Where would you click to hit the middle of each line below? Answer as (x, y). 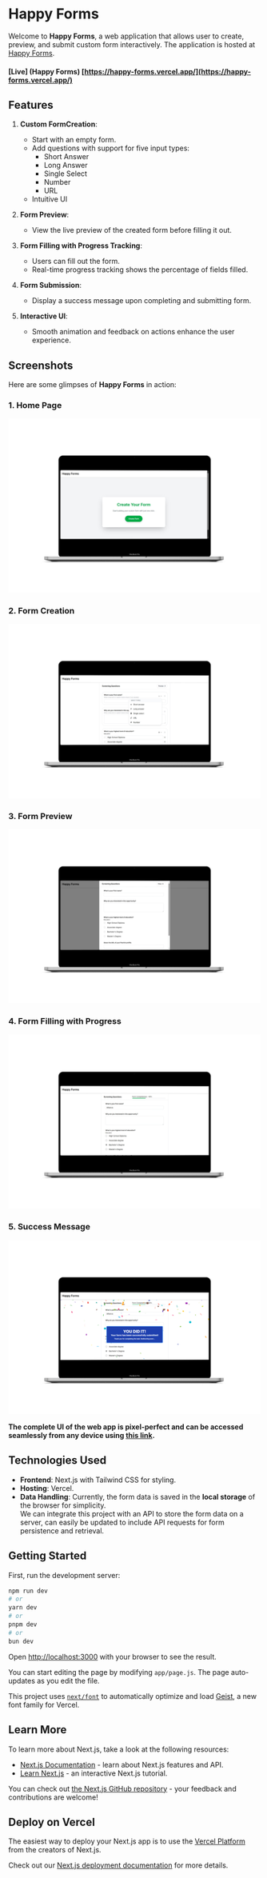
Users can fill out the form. (76, 262)
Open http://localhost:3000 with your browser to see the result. (113, 1656)
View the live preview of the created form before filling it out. (132, 230)
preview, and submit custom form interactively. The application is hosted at (132, 44)
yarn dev (23, 1608)
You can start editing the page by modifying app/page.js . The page (119, 1672)
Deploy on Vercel (52, 1822)
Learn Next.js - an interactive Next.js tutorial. (94, 1773)
